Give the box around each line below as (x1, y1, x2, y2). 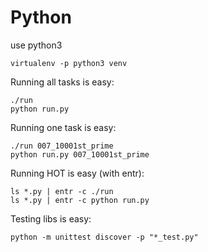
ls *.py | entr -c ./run (10, 186, 114, 196)
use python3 (10, 39, 63, 51)
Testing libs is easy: (10, 212, 92, 225)
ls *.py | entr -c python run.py (10, 195, 150, 205)
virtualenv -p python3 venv (10, 58, 128, 68)
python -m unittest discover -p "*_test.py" (10, 232, 199, 242)
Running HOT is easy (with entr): (10, 167, 145, 179)
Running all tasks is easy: (10, 76, 115, 88)
